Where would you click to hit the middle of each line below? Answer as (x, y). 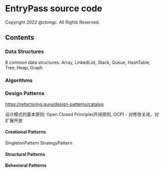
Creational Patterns (25, 132)
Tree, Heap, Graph (24, 67)
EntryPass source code (54, 9)
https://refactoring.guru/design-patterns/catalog (54, 104)
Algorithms (19, 80)
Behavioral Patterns (26, 166)
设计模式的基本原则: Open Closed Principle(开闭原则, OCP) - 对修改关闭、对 (82, 114)
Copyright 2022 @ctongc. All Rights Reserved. (53, 22)
